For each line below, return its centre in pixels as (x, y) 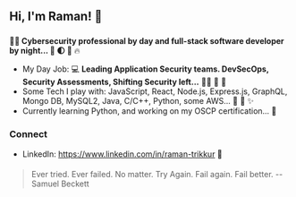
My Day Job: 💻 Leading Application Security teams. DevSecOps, (145, 69)
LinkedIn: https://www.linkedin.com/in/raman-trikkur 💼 (123, 154)
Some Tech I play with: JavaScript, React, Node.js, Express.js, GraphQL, (155, 91)
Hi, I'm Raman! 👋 (56, 17)
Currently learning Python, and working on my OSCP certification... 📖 (149, 111)
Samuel (45, 184)
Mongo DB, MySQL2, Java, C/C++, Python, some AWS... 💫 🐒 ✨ (138, 101)
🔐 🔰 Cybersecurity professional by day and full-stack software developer (147, 41)
